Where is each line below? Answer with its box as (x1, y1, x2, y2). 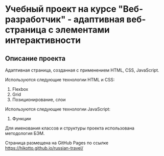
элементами (55, 25, 110, 35)
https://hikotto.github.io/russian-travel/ (5, 145, 83, 151)
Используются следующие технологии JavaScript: (5, 106, 111, 112)
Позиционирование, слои (12, 97, 66, 103)
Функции (12, 116, 31, 121)
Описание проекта (5, 54, 66, 62)
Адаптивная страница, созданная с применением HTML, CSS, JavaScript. (5, 67, 160, 73)
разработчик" (5, 14, 66, 25)
